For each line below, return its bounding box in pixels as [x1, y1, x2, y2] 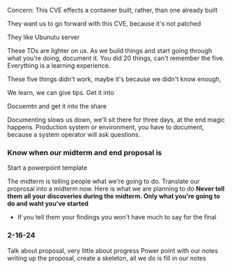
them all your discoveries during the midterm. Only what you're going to [7, 192, 221, 201]
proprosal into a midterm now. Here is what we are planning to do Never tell [7, 184, 225, 193]
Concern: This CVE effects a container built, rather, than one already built [7, 6, 218, 14]
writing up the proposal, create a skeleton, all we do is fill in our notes [7, 254, 207, 262]
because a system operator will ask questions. [7, 131, 141, 138]
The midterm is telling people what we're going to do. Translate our [7, 177, 200, 186]
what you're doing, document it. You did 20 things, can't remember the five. [7, 54, 225, 62]
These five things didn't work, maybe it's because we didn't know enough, [7, 75, 222, 83]
